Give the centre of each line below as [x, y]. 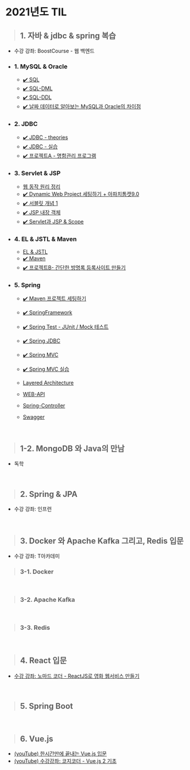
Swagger [34, 417]
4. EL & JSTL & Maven [45, 239]
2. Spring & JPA [48, 494]
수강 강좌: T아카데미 [37, 556]
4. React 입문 [43, 661]
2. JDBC [26, 124]
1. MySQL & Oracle [41, 67]
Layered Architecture [48, 383]
